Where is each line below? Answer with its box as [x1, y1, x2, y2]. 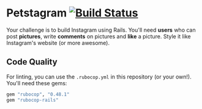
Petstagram [6, 6, 67, 20]
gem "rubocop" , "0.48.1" [6, 91, 70, 97]
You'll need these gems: [6, 79, 67, 86]
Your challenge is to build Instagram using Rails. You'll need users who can [6, 26, 196, 33]
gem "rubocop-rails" [6, 97, 59, 103]
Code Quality [6, 57, 58, 67]
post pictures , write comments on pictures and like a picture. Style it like [6, 32, 191, 40]
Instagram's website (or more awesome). [6, 39, 110, 46]
